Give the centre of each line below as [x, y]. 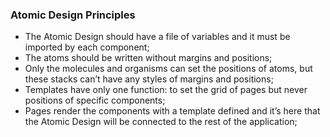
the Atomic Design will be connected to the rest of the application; [161, 122]
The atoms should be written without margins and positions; [148, 58]
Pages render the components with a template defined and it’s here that [172, 111]
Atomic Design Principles [73, 15]
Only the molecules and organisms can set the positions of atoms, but [168, 69]
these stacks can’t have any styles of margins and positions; [149, 79]
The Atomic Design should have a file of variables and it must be [157, 37]
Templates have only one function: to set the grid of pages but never [166, 90]
